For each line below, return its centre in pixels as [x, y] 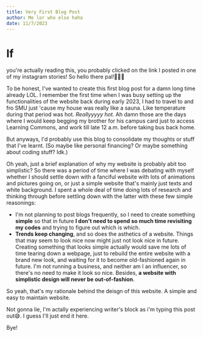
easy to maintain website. [38, 298]
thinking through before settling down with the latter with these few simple [100, 196]
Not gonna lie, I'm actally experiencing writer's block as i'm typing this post [101, 310]
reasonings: [21, 203]
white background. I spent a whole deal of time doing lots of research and [99, 190]
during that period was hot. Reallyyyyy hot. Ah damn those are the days [96, 115]
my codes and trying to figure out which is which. [77, 228]
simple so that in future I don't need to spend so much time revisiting [103, 221]
